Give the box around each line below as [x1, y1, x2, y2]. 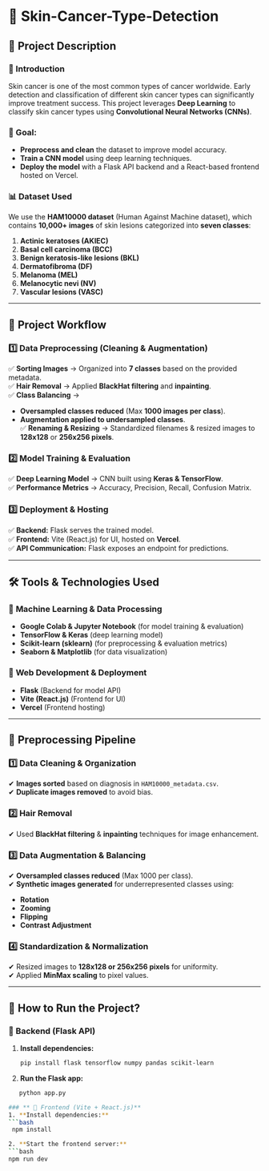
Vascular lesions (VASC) [19, 288, 104, 297]
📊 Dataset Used [8, 191, 73, 203]
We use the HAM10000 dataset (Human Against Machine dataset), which [8, 212, 252, 222]
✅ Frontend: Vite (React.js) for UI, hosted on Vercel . [8, 534, 182, 544]
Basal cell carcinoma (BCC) [19, 244, 113, 255]
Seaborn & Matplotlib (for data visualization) [19, 647, 168, 657]
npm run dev [8, 1155, 48, 1163]
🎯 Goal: [8, 127, 38, 138]
